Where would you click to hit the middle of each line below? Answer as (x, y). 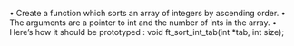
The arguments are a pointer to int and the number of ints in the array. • (143, 23)
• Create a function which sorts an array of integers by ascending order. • (147, 13)
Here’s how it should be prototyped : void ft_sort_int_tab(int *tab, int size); (147, 32)
